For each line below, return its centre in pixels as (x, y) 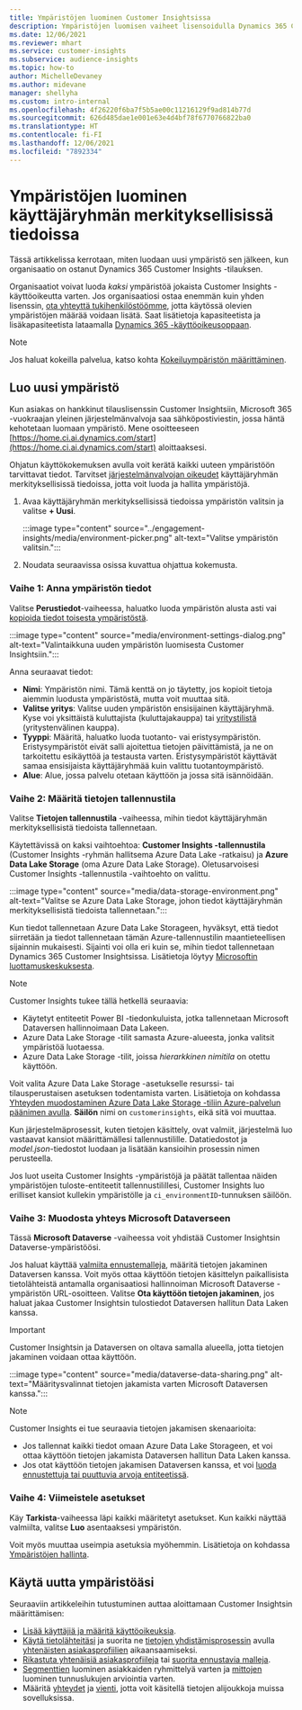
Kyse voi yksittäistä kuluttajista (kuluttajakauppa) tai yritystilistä (139, 717)
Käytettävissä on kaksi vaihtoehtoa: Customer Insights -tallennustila (138, 845)
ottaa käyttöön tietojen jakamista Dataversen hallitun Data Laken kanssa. (156, 1455)
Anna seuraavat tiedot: (51, 671)
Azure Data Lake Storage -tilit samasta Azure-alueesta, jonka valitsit (148, 1037)
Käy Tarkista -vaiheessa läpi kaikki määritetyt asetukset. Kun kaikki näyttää (148, 1517)
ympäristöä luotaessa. (63, 1047)
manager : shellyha (44, 93)
